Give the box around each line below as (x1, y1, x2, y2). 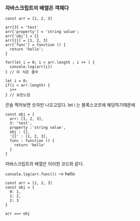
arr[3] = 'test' (5, 25, 39, 30)
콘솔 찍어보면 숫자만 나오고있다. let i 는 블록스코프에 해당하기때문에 (5, 102, 135, 108)
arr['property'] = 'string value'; (5, 29, 79, 35)
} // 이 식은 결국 (5, 70, 38, 75)
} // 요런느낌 (5, 93, 30, 98)
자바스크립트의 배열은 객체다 (5, 4, 69, 11)
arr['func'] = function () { (5, 43, 66, 48)
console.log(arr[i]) (9, 64, 52, 70)
